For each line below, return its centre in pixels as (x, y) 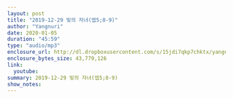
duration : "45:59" (34, 39)
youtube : (26, 71)
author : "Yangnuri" (35, 26)
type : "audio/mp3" (34, 46)
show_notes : (24, 84)
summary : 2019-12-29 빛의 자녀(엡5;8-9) (63, 78)
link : (15, 65)
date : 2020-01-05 (32, 33)
